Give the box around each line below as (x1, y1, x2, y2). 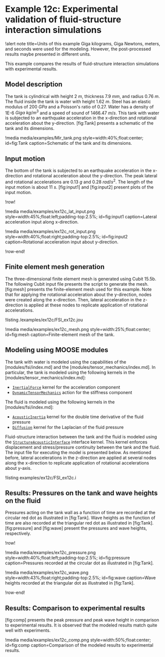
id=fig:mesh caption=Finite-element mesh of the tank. (5, 331, 115, 337)
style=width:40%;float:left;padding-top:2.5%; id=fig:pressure (5, 555, 130, 561)
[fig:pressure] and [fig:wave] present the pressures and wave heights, (5, 526, 147, 531)
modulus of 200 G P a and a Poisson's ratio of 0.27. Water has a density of (5, 103, 154, 109)
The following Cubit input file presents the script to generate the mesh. (5, 281, 149, 287)
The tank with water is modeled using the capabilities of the (5, 359, 127, 365)
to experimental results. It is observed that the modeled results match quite (5, 622, 158, 628)
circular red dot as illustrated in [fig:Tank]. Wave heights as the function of (5, 515, 156, 521)
